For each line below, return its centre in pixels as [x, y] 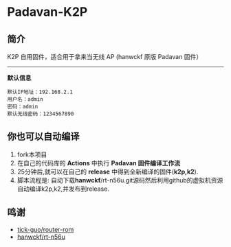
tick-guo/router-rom [45, 229]
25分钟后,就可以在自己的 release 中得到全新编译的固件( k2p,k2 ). [108, 172]
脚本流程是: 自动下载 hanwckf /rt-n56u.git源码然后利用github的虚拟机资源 [120, 180]
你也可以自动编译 [43, 137]
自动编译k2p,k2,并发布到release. [63, 189]
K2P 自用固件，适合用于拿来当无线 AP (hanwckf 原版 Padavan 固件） [105, 57]
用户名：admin [25, 99]
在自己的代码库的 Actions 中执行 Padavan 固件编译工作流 [99, 163]
